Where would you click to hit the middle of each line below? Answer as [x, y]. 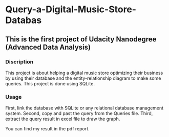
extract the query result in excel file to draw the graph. [63, 119]
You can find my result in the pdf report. [47, 129]
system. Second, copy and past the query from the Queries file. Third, [79, 113]
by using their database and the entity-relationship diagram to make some [83, 78]
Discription [19, 61]
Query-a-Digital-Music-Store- [71, 9]
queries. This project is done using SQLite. [50, 83]
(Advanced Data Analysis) [48, 47]
